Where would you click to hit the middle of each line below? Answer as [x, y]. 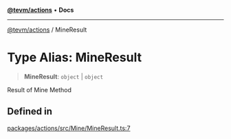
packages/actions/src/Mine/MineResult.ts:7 [69, 128]
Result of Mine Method [40, 89]
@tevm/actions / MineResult [47, 30]
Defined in [30, 112]
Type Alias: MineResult [75, 57]
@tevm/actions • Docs [41, 10]
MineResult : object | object [64, 76]
